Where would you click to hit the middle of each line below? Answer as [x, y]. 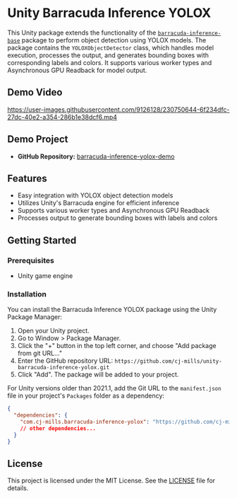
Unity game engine [45, 276]
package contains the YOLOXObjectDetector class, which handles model [110, 47]
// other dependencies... [58, 428]
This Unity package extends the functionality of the [82, 33]
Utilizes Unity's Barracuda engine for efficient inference [98, 203]
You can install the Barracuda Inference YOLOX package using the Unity [112, 310]
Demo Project [38, 139]
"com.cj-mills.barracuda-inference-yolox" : [85, 422]
